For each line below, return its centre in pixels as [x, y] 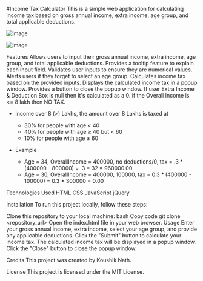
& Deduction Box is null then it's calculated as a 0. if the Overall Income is [98, 95]
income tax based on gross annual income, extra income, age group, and [98, 15]
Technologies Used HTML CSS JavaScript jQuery [68, 193]
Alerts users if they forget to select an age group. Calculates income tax [96, 76]
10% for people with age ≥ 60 [61, 138]
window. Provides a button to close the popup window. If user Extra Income [101, 89]
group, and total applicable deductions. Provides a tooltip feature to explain [100, 63]
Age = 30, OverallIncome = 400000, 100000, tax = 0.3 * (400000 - [108, 174]
